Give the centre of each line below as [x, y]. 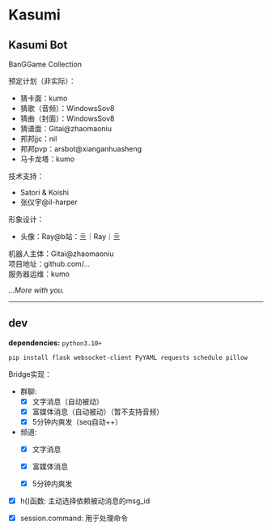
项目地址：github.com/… [49, 264]
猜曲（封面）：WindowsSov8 [67, 118]
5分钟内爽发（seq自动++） [77, 421]
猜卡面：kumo [44, 98]
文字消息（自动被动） [68, 401]
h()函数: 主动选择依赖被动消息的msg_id [85, 501]
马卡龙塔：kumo [47, 159]
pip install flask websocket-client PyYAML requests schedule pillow [128, 357]
